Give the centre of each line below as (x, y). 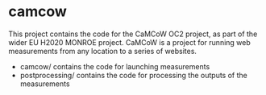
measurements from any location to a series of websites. (103, 51)
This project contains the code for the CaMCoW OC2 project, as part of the (133, 34)
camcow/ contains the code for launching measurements (115, 66)
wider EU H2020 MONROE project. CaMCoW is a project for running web (130, 42)
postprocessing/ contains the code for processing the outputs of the (133, 75)
